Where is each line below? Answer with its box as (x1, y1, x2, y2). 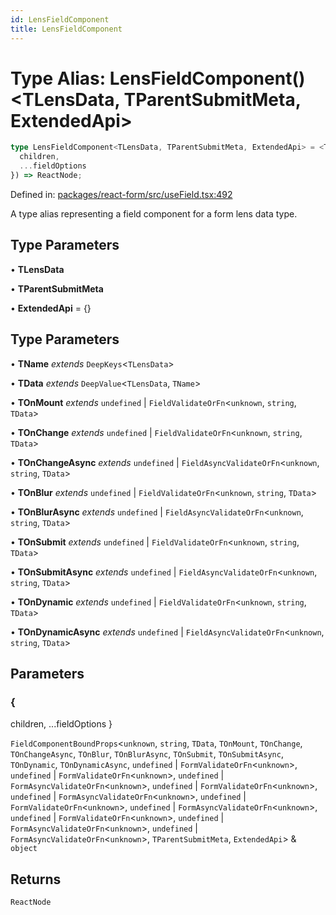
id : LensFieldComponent (10, 14, 110, 25)
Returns (10, 871, 62, 888)
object (10, 844, 38, 854)
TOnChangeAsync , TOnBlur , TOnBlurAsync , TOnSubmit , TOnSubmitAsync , (10, 748, 284, 760)
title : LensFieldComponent (10, 24, 123, 34)
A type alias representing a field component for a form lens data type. (10, 207, 298, 220)
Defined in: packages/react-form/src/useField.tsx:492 (10, 188, 233, 200)
